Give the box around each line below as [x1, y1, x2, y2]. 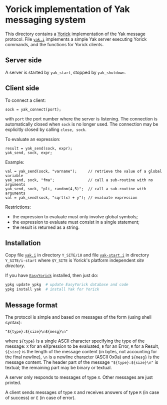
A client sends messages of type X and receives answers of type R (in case [5, 389, 159, 395]
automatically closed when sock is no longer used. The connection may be [5, 121, 158, 127]
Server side [5, 56, 42, 65]
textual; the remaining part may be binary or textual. [5, 364, 112, 370]
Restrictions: [5, 204, 31, 210]
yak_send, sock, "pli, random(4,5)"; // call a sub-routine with [5, 186, 146, 191]
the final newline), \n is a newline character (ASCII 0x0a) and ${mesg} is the [5, 354, 160, 360]
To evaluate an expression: [5, 136, 61, 142]
